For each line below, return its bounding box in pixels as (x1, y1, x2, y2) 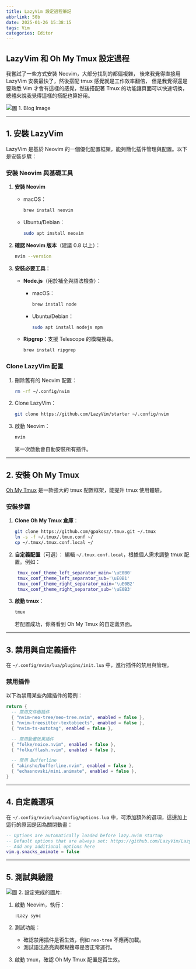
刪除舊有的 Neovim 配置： (14, 376, 78, 384)
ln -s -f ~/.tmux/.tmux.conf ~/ (14, 534, 93, 540)
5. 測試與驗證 (6, 872, 54, 882)
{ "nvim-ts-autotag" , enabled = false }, (11, 725, 114, 731)
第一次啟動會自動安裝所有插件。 (14, 446, 92, 453)
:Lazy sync (14, 913, 41, 919)
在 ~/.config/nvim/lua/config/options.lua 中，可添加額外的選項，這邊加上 (6, 813, 188, 820)
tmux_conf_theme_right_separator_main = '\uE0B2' (17, 581, 135, 587)
